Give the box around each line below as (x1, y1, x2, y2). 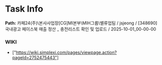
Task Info (5, 3, 43, 15)
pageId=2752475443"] (12, 55, 59, 61)
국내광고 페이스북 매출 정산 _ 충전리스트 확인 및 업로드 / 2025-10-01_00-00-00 (5, 26, 156, 32)
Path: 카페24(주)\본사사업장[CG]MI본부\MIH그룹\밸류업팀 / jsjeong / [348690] (5, 20, 158, 26)
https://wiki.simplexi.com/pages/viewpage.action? (16, 49, 117, 55)
